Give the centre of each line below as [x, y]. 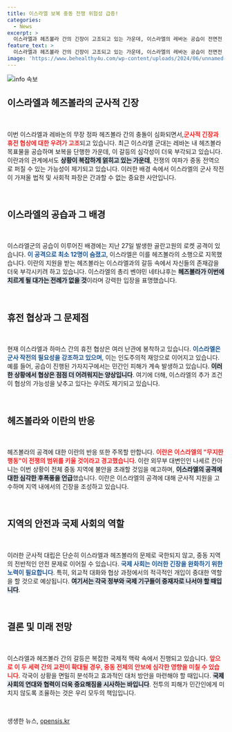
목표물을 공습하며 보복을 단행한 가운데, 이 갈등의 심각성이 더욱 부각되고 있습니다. [115, 151]
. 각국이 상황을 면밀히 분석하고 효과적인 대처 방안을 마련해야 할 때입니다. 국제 [121, 675]
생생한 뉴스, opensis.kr [39, 721]
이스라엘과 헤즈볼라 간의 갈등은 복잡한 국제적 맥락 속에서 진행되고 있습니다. [108, 658]
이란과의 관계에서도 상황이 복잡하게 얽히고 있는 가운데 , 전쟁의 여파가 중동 [104, 160]
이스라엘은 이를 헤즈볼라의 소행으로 [157, 254]
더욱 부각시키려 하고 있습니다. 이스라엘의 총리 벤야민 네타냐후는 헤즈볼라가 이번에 [116, 272]
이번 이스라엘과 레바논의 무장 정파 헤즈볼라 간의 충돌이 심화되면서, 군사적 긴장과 [113, 134]
